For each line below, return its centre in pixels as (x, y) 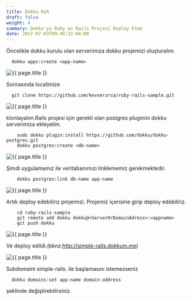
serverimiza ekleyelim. (34, 124)
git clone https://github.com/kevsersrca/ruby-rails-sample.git (93, 95)
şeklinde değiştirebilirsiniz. (39, 291)
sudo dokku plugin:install (50, 135)
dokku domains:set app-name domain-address (66, 280)
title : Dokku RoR (28, 12)
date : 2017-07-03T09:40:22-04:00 (48, 34)
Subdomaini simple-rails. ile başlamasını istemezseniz (72, 269)
